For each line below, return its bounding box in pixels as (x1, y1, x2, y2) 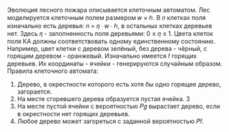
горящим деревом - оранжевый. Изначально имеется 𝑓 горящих (7, 52, 197, 60)
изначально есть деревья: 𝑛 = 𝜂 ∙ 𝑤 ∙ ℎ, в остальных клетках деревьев (7, 22, 212, 30)
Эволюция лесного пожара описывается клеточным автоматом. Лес (7, 6, 210, 14)
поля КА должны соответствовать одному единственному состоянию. (7, 37, 215, 45)
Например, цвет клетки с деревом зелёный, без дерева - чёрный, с (7, 45, 208, 52)
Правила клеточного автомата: (7, 67, 98, 75)
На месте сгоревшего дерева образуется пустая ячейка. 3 (17, 95, 190, 102)
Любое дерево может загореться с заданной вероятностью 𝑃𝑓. (17, 117, 204, 125)
